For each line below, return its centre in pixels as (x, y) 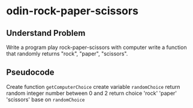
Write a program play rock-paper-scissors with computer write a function (96, 47)
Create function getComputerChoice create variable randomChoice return (93, 87)
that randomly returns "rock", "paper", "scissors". (67, 54)
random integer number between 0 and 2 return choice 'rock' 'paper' (92, 93)
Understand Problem (46, 33)
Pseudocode (31, 72)
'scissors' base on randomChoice (46, 99)
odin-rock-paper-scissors (73, 11)
